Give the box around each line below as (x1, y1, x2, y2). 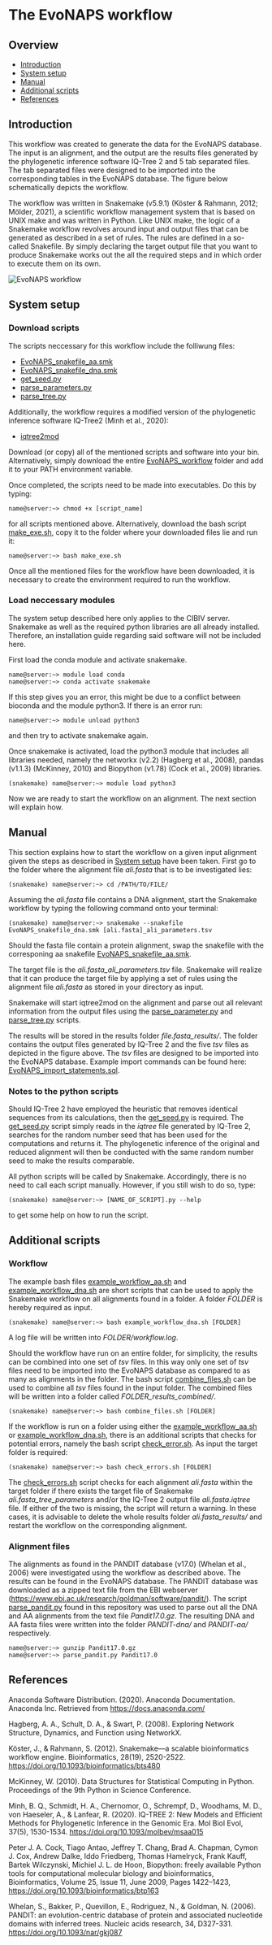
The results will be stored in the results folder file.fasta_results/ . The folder (8, 1031, 258, 1040)
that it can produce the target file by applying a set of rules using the (8, 973, 238, 983)
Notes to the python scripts (8, 1085, 119, 1096)
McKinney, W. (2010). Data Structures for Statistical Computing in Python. (8, 1776, 254, 1786)
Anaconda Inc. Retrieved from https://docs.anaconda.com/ (8, 1703, 205, 1713)
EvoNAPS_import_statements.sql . (8, 1065, 120, 1075)
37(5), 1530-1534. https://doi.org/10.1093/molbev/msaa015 (8, 1826, 204, 1836)
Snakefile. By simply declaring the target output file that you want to (30, 241, 258, 251)
